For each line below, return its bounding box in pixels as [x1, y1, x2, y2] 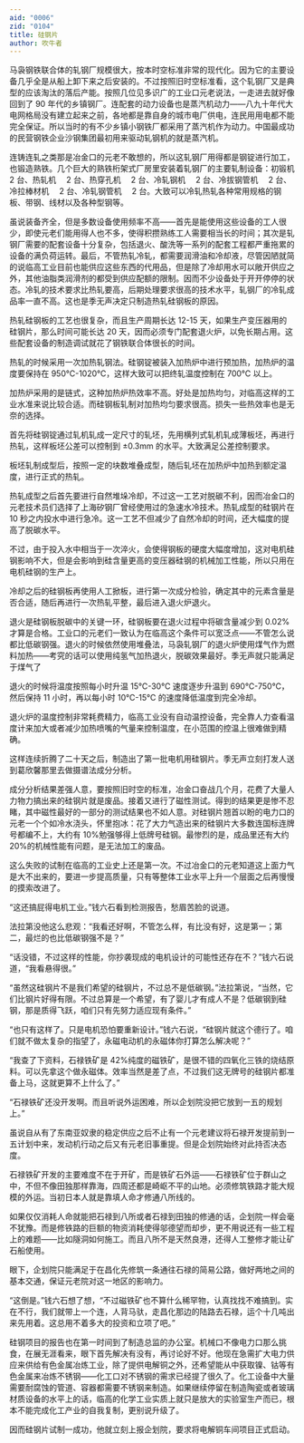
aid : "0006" [9, 13, 54, 23]
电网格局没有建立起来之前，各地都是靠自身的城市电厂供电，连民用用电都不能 [9, 110, 295, 121]
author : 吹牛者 [9, 38, 62, 48]
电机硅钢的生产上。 [9, 567, 81, 577]
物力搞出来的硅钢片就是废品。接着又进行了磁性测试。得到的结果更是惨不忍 [16, 795, 295, 807]
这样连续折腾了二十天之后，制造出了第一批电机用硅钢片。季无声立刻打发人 [9, 753, 287, 764]
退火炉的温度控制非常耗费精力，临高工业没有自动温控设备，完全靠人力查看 [9, 712, 287, 722]
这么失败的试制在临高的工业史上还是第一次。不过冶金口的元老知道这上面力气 [9, 860, 295, 871]
